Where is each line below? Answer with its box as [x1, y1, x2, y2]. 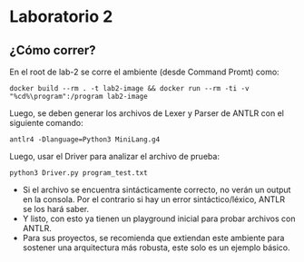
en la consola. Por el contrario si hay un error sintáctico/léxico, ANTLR [22, 194, 286, 205]
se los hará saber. [22, 204, 90, 214]
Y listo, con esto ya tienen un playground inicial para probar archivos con [22, 213, 296, 224]
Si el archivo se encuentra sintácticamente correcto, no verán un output [22, 184, 291, 195]
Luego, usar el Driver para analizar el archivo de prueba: [9, 151, 221, 161]
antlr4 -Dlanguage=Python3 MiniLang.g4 [9, 135, 161, 144]
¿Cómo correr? [9, 43, 96, 58]
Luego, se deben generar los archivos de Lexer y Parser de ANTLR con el [9, 108, 284, 119]
